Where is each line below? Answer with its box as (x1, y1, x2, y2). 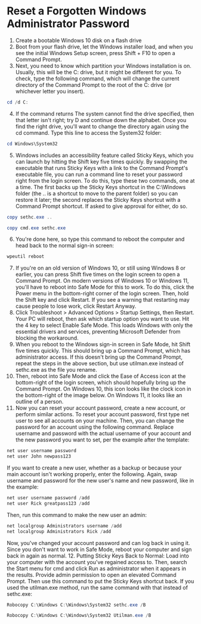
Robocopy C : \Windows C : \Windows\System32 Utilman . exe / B (7, 613, 151, 619)
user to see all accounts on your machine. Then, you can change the (15, 417, 184, 425)
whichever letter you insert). (15, 87, 85, 95)
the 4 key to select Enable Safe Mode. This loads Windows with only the (15, 322, 193, 329)
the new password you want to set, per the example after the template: (15, 436, 190, 444)
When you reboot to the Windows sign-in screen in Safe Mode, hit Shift (15, 341, 191, 348)
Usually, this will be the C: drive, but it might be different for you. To (15, 68, 181, 75)
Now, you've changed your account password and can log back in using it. (7, 539, 190, 546)
